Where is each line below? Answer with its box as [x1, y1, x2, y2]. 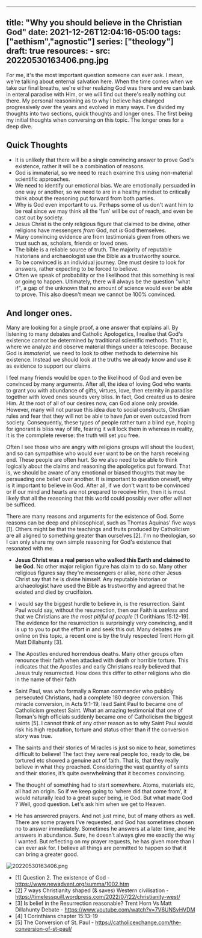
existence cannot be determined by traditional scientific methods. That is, [6, 337, 189, 344]
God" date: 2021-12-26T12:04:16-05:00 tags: [6, 27, 182, 37]
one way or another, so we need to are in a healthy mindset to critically [14, 188, 191, 195]
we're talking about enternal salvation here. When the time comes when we [6, 78, 193, 85]
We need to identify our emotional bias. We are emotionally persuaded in [14, 181, 195, 189]
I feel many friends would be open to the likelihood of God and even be [6, 374, 182, 382]
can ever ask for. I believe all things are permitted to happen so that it [14, 845, 187, 852]
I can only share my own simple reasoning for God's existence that [6, 538, 171, 546]
